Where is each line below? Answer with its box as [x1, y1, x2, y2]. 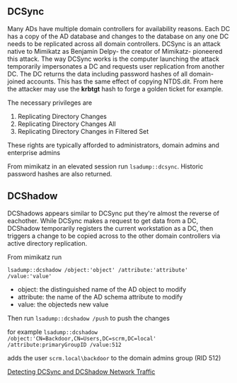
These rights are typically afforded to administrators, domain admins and [7, 141, 219, 149]
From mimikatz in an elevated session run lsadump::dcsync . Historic [7, 162, 204, 171]
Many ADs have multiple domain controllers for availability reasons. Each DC [7, 24, 231, 33]
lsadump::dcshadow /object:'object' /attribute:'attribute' [7, 266, 189, 273]
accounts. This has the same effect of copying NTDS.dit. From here [27, 77, 224, 86]
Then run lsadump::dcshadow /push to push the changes [7, 314, 170, 322]
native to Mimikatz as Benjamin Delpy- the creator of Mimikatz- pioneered [7, 47, 223, 55]
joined [7, 77, 26, 86]
